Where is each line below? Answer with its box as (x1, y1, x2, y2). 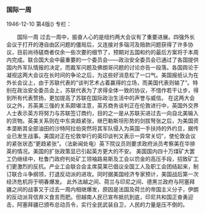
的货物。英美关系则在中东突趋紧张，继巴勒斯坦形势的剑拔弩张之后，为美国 (6, 117, 193, 124)
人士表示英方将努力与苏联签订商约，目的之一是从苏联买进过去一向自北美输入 (6, 110, 199, 117)
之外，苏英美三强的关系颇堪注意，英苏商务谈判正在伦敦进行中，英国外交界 (11, 102, 199, 109)
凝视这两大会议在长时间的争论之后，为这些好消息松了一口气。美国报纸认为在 (6, 71, 199, 79)
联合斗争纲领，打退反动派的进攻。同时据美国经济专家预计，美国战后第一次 (11, 171, 199, 178)
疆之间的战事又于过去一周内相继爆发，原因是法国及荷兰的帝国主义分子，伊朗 (6, 186, 199, 193)
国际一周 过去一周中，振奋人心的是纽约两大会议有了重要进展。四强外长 (16, 34, 195, 41)
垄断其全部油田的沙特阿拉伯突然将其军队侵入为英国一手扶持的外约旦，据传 (11, 125, 199, 132)
